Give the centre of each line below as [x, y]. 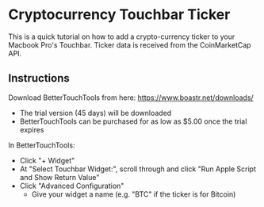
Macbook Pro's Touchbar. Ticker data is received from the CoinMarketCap [130, 44]
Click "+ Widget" [47, 160]
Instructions [39, 78]
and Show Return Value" [59, 177]
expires [32, 129]
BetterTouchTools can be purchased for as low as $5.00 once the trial [133, 121]
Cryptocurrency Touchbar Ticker [119, 15]
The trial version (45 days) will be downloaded [96, 113]
